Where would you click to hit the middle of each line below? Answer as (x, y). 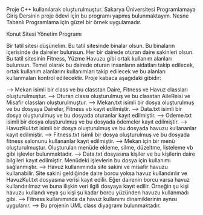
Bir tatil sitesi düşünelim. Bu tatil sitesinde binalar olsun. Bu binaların (91, 46)
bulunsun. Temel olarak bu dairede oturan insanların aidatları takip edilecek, (100, 65)
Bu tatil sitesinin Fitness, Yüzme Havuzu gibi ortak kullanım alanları (89, 58)
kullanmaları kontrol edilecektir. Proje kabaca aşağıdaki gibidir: (84, 78)
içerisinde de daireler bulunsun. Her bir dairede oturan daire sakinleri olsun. (100, 52)
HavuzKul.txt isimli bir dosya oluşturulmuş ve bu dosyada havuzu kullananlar (101, 128)
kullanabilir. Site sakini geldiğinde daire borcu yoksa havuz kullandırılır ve (97, 173)
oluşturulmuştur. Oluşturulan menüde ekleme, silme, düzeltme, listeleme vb (100, 147)
